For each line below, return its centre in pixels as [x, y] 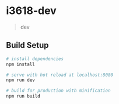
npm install [20, 64]
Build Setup [27, 45]
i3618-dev [31, 11]
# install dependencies [35, 59]
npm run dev [20, 80]
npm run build [23, 96]
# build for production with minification [58, 91]
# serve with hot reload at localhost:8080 [60, 75]
